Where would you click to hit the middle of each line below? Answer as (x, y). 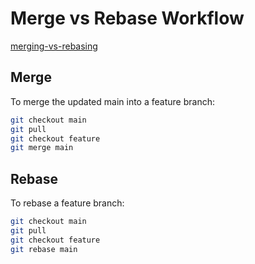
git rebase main (44, 249)
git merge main (42, 148)
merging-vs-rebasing (54, 46)
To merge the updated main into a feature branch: (112, 101)
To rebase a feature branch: (67, 203)
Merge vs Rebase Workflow (127, 18)
